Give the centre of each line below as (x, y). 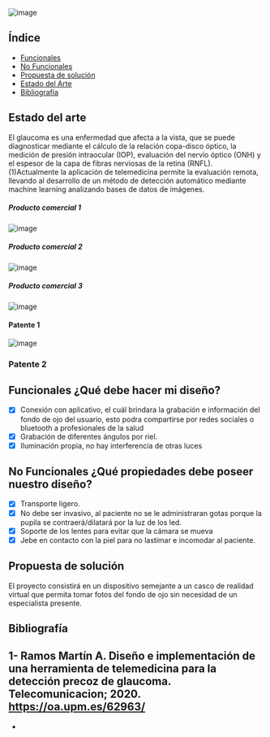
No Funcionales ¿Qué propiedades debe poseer (131, 472)
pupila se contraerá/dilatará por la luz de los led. (101, 522)
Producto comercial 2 (45, 247)
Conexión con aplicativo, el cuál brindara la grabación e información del (140, 410)
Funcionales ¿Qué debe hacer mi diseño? (115, 390)
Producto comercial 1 (45, 208)
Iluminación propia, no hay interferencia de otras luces (111, 445)
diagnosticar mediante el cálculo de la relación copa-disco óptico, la (122, 145)
